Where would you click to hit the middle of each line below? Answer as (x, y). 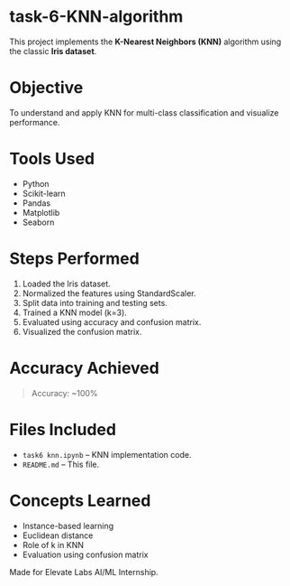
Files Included (63, 429)
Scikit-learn (44, 193)
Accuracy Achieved (84, 368)
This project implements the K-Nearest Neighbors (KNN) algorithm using (145, 42)
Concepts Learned (80, 501)
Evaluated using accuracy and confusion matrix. (112, 321)
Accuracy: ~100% (64, 393)
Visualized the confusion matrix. (82, 331)
